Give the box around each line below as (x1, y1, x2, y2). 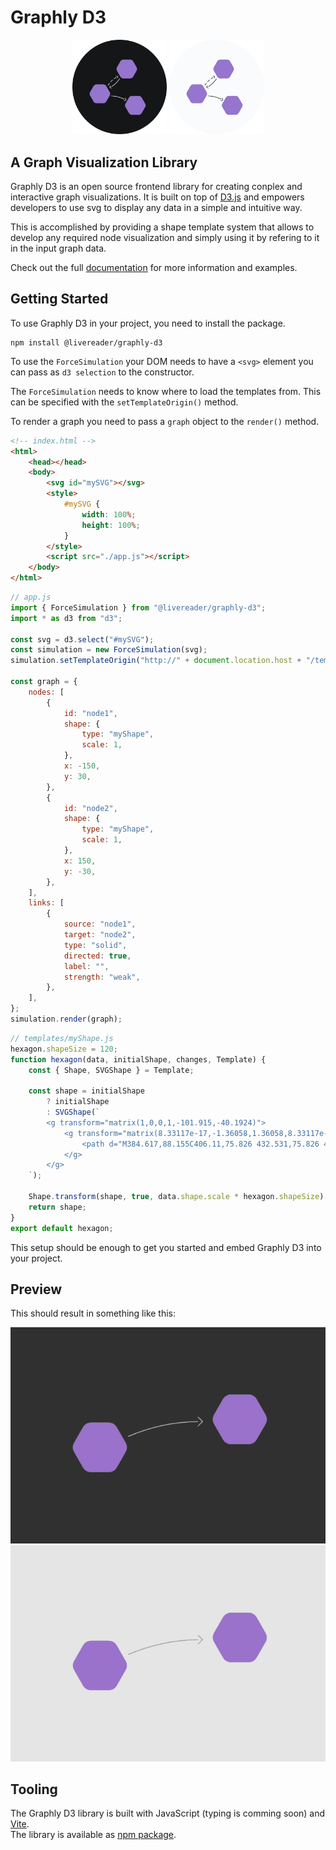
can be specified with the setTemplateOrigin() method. (10, 396, 239, 408)
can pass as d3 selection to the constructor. (10, 366, 195, 378)
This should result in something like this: (10, 1307, 177, 1320)
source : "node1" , (63, 919, 137, 930)
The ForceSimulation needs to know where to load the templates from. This (10, 385, 322, 397)
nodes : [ (28, 687, 65, 697)
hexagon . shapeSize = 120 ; (10, 1044, 118, 1054)
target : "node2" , (63, 930, 137, 940)
